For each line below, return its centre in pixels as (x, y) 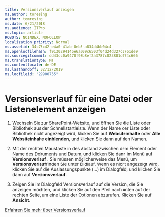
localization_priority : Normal (37, 42)
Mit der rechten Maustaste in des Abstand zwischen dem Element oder (84, 148)
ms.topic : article (24, 33)
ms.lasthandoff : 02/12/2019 (34, 70)
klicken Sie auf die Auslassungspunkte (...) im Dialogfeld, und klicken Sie (86, 169)
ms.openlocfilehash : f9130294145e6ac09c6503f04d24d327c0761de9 (72, 51)
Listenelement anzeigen (56, 109)
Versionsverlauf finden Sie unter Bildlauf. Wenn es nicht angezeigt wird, (85, 164)
